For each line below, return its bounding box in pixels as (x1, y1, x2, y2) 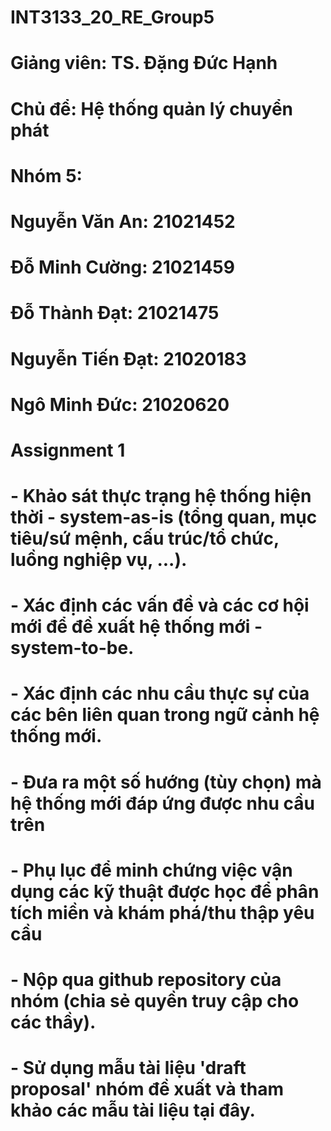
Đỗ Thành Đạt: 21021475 (10, 302, 220, 325)
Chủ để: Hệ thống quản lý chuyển (10, 97, 293, 120)
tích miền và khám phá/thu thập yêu (10, 901, 315, 924)
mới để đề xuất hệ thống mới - (10, 616, 263, 638)
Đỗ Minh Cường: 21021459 (10, 256, 235, 279)
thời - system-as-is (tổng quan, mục (10, 506, 318, 529)
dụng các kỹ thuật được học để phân (10, 880, 320, 903)
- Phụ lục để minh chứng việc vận (10, 859, 293, 881)
